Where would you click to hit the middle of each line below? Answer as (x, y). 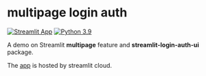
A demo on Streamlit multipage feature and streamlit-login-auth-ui (103, 45)
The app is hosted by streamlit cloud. (59, 65)
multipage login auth (67, 13)
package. (20, 52)
